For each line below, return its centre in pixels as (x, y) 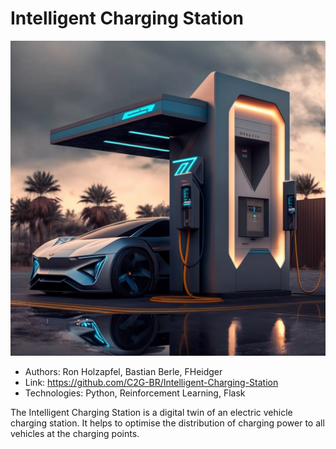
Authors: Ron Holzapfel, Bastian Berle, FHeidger (123, 371)
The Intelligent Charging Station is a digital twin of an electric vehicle (151, 412)
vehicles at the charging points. (75, 433)
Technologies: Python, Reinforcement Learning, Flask (135, 393)
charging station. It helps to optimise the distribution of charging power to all (167, 423)
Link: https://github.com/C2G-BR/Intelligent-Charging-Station (151, 382)
